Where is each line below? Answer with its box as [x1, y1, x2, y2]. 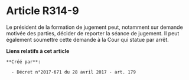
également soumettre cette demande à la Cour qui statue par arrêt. [6, 36, 170, 43]
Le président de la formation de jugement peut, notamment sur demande [6, 24, 183, 31]
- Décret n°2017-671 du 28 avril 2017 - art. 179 [11, 69, 136, 75]
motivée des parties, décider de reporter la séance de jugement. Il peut [6, 29, 180, 36]
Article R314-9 [6, 4, 79, 18]
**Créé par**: [6, 59, 41, 65]
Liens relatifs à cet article [6, 47, 70, 54]
